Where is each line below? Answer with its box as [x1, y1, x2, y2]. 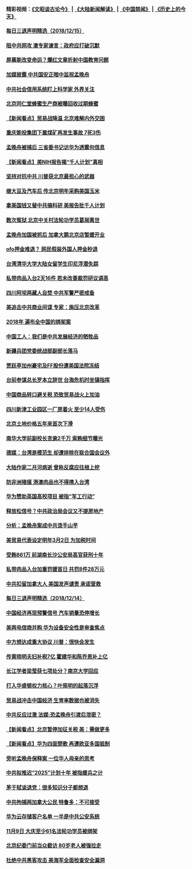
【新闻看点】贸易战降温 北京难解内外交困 [6, 115, 105, 122]
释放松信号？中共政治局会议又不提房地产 [6, 507, 104, 514]
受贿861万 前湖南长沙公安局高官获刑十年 [6, 551, 104, 558]
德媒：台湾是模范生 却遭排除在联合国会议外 [6, 449, 110, 456]
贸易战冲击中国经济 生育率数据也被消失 [6, 697, 100, 704]
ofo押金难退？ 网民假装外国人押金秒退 [6, 246, 98, 253]
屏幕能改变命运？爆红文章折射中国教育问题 [6, 56, 109, 63]
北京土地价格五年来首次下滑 [6, 420, 73, 427]
